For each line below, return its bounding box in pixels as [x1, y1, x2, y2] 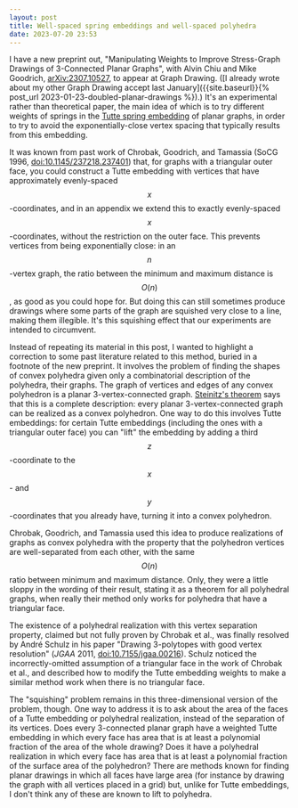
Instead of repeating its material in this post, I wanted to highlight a [9, 342, 254, 353]
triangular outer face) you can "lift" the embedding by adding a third [9, 427, 259, 437]
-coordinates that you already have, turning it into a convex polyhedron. [9, 510, 272, 521]
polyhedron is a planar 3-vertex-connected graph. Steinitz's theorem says [9, 389, 281, 400]
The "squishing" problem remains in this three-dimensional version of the [9, 694, 278, 705]
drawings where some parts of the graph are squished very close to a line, [9, 306, 282, 316]
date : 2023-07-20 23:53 [9, 29, 98, 38]
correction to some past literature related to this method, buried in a [9, 351, 258, 362]
